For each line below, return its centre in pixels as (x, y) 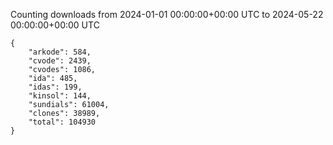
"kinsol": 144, (60, 96)
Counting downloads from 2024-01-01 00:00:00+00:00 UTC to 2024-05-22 (167, 14)
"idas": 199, (55, 87)
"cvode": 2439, (60, 61)
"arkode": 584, (60, 52)
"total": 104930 (62, 122)
